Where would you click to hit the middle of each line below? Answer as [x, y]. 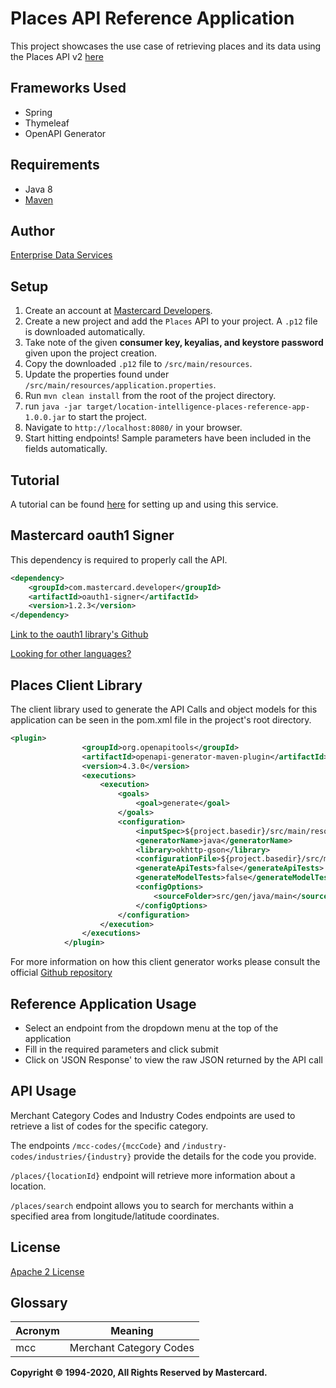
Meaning [132, 1331]
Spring [38, 112]
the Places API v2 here [57, 56]
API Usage [43, 1091]
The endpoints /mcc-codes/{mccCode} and [95, 1145]
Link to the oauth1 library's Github [79, 634]
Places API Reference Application [152, 18]
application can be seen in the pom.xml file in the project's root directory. [161, 720]
